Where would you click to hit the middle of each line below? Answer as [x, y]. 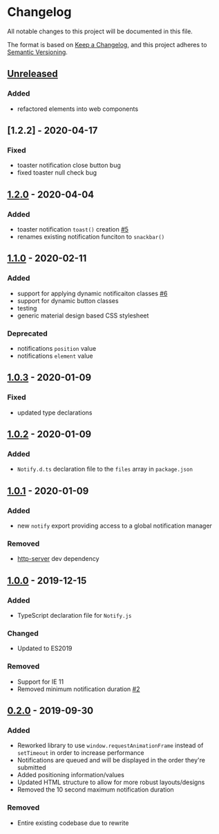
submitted [31, 767]
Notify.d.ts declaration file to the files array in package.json [105, 469]
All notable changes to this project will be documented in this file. [100, 31]
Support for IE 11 [40, 681]
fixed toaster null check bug [57, 173]
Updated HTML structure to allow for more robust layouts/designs [111, 782]
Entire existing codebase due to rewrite [73, 823]
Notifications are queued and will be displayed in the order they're [111, 761]
